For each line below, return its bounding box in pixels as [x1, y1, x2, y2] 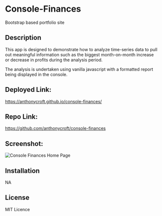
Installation [5, 166, 40, 175]
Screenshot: [5, 140, 43, 148]
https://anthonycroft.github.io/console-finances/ [5, 98, 102, 104]
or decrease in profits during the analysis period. [5, 57, 103, 63]
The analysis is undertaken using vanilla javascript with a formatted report [5, 66, 153, 72]
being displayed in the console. [5, 72, 68, 77]
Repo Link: [5, 112, 38, 121]
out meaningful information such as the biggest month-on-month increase [5, 52, 154, 57]
